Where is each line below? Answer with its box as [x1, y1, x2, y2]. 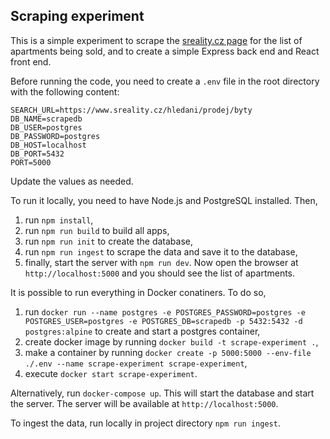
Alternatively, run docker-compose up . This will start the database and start [10, 387, 315, 399]
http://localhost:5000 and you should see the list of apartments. [24, 267, 296, 279]
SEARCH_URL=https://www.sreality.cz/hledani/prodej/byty [10, 105, 253, 115]
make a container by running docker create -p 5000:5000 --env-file [24, 346, 312, 358]
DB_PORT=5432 [10, 149, 65, 159]
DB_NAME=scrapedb [10, 114, 83, 124]
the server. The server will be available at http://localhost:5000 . [10, 397, 279, 409]
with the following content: [10, 85, 120, 98]
